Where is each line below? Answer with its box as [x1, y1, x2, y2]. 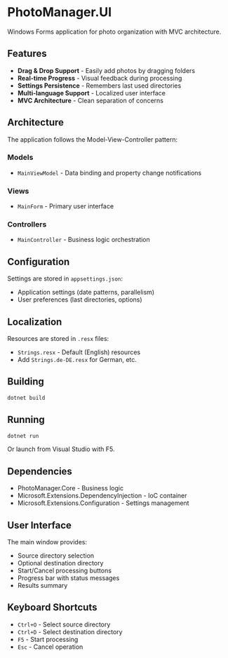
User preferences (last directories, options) [17, 295, 142, 304]
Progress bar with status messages [17, 574, 120, 582]
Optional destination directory [17, 559, 104, 568]
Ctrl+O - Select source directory [17, 620, 111, 629]
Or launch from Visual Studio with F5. [7, 445, 115, 453]
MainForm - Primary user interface [17, 202, 114, 210]
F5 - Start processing [17, 635, 79, 643]
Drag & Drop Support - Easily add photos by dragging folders [17, 66, 195, 74]
